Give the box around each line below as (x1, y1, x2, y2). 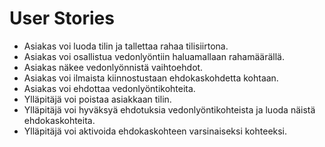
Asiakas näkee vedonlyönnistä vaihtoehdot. (23, 61, 204, 73)
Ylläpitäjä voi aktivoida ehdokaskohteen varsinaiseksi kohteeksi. (23, 125, 288, 137)
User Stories (9, 7, 115, 30)
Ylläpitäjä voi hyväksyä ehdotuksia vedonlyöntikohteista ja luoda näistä (23, 103, 316, 116)
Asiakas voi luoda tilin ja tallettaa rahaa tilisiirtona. (23, 40, 229, 52)
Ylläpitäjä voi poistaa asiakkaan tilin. (23, 93, 172, 105)
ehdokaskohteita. (23, 114, 96, 126)
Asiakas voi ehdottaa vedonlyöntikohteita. (23, 82, 196, 94)
